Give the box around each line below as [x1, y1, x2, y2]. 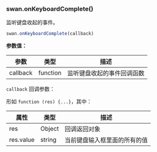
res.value [9, 135, 35, 144]
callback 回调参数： [6, 85, 55, 93]
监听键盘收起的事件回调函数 [67, 69, 145, 77]
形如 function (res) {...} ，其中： [6, 98, 92, 105]
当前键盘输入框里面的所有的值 [65, 136, 148, 144]
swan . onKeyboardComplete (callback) [6, 31, 94, 37]
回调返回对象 [65, 125, 101, 133]
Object [40, 125, 59, 133]
